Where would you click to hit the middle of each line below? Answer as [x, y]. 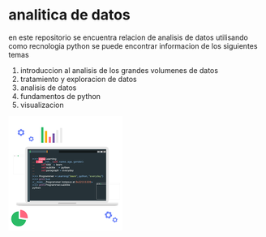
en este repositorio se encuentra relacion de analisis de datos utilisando [129, 37]
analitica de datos [70, 15]
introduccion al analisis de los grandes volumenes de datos [119, 70]
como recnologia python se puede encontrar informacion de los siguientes [133, 45]
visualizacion [42, 105]
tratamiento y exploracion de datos [78, 79]
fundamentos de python [60, 96]
